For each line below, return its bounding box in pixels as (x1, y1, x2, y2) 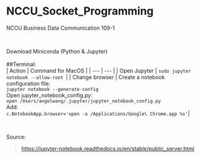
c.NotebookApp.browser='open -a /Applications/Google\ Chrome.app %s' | (6, 110, 190, 117)
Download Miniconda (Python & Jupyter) (6, 47, 108, 55)
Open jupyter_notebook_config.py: (6, 91, 93, 99)
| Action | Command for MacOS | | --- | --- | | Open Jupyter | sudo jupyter (6, 67, 191, 74)
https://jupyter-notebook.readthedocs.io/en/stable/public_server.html (21, 145, 195, 152)
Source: (6, 133, 26, 140)
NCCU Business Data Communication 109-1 (6, 24, 115, 31)
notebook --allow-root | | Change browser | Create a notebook (6, 73, 165, 81)
